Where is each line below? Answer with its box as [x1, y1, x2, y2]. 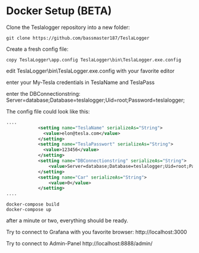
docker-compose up [6, 207, 52, 213]
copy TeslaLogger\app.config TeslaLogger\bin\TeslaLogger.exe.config [6, 57, 182, 63]
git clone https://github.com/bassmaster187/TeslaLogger [6, 35, 150, 41]
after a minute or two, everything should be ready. [6, 217, 129, 224]
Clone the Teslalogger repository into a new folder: [6, 24, 130, 31]
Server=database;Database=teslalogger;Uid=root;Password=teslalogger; [6, 96, 185, 103]
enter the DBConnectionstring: [6, 90, 81, 97]
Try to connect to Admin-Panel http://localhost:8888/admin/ [6, 240, 153, 247]
